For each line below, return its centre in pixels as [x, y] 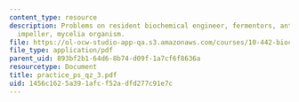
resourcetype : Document [53, 67]
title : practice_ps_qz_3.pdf [63, 75]
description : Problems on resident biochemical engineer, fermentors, [143, 26]
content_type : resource [53, 17]
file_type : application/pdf [61, 51]
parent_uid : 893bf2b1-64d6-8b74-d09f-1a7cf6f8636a [105, 59]
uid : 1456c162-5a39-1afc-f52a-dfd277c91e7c [91, 83]
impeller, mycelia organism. [71, 34]
